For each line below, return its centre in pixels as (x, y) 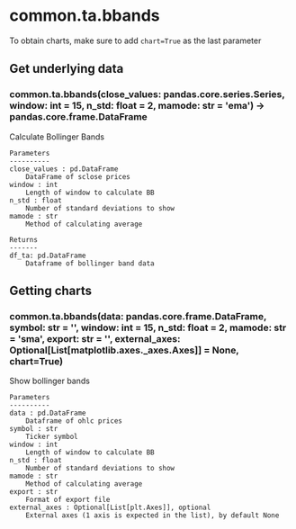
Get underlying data (67, 69)
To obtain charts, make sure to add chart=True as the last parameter (135, 40)
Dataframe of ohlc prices (74, 421)
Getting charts (51, 291)
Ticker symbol (52, 437)
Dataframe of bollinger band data (90, 263)
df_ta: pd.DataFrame (48, 256)
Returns (24, 239)
